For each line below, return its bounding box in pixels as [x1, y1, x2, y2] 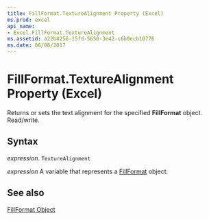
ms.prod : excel [7, 16, 51, 23]
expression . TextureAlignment [7, 154, 91, 162]
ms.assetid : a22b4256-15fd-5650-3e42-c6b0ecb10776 [7, 36, 155, 42]
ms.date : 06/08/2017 [7, 42, 66, 49]
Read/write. [7, 116, 40, 124]
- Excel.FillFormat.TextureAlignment [7, 29, 115, 36]
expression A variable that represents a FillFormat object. [7, 167, 169, 175]
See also [7, 187, 45, 199]
